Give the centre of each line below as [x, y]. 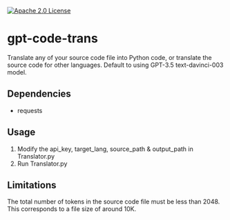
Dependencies [39, 94]
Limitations [32, 185]
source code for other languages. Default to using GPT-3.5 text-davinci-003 [115, 65]
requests [30, 110]
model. [17, 72]
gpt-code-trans [52, 39]
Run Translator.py [42, 163]
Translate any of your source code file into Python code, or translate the [109, 57]
